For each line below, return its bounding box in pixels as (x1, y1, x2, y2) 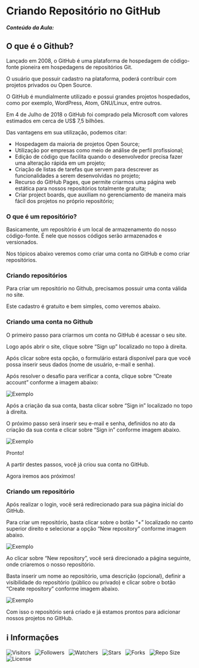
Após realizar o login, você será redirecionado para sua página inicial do (6, 500, 184, 508)
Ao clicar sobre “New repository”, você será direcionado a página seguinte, (6, 554, 191, 562)
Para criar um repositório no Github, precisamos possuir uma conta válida (6, 285, 187, 292)
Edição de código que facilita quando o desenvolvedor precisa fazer (14, 153, 183, 160)
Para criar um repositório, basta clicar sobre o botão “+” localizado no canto (6, 518, 194, 526)
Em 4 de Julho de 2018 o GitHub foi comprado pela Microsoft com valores (6, 110, 188, 118)
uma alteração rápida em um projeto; (14, 159, 106, 167)
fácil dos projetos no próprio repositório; (14, 197, 114, 204)
